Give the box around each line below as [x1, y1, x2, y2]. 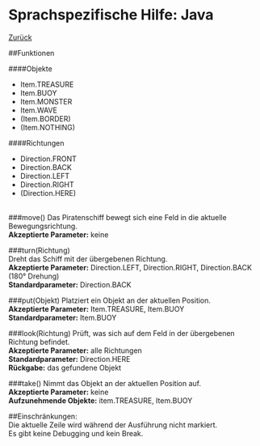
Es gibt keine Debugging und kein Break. [8, 428, 144, 438]
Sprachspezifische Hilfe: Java [8, 6, 214, 24]
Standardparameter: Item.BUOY [8, 312, 117, 322]
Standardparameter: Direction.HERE [8, 354, 131, 363]
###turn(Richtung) [8, 245, 70, 255]
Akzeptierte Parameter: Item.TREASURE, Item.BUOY [8, 304, 185, 313]
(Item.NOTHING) [19, 122, 75, 132]
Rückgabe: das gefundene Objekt [8, 363, 122, 372]
